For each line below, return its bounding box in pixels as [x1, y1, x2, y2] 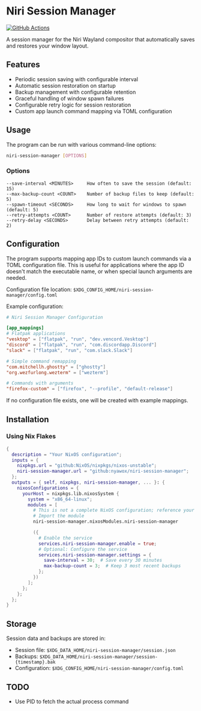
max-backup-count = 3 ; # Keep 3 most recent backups [44, 563, 181, 569]
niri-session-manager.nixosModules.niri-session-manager [32, 519, 179, 525]
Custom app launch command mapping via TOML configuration [14, 107, 172, 115]
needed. [6, 274, 27, 281]
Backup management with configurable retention [14, 88, 136, 96]
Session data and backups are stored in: [6, 635, 106, 642]
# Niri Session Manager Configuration [6, 314, 103, 320]
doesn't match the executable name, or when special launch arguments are [6, 268, 193, 275]
